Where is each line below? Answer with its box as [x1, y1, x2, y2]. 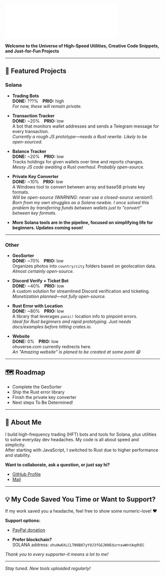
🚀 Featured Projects [5, 67, 67, 75]
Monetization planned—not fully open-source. [12, 293, 107, 299]
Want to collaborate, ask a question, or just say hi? [5, 462, 110, 468]
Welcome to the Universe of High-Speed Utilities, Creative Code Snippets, [5, 43, 160, 49]
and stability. [5, 452, 31, 458]
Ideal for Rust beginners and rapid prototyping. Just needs [12, 318, 132, 324]
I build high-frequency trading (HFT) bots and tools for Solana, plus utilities [5, 431, 157, 437]
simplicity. [5, 442, 26, 447]
